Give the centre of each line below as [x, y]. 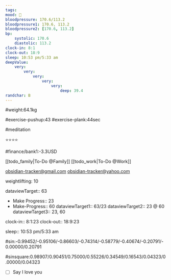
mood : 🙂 [14, 15]
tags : [11, 10]
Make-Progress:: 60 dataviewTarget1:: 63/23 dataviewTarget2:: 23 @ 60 [89, 207]
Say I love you [27, 272]
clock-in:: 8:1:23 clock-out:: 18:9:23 [42, 222]
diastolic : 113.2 [33, 43]
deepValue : [17, 62]
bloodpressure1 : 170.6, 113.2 [38, 24]
